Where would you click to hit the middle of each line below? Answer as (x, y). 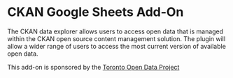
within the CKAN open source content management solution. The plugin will (116, 38)
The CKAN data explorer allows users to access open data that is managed (115, 31)
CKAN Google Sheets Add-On (96, 12)
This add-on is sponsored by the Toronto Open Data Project (93, 67)
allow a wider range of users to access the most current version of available (116, 46)
